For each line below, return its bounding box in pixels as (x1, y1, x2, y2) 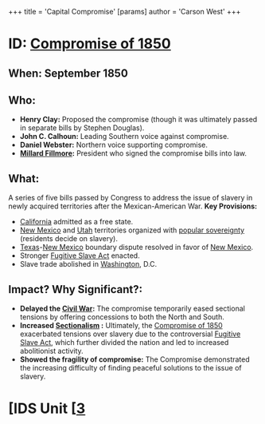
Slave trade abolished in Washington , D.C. (19, 260, 158, 269)
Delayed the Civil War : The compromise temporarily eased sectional (19, 303, 245, 314)
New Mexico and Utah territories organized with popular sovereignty (19, 225, 245, 235)
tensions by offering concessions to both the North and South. (19, 312, 225, 322)
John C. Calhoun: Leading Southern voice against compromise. (19, 132, 229, 141)
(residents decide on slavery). (19, 234, 118, 244)
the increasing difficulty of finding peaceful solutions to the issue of (19, 363, 242, 373)
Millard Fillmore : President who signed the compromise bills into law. (19, 149, 247, 158)
